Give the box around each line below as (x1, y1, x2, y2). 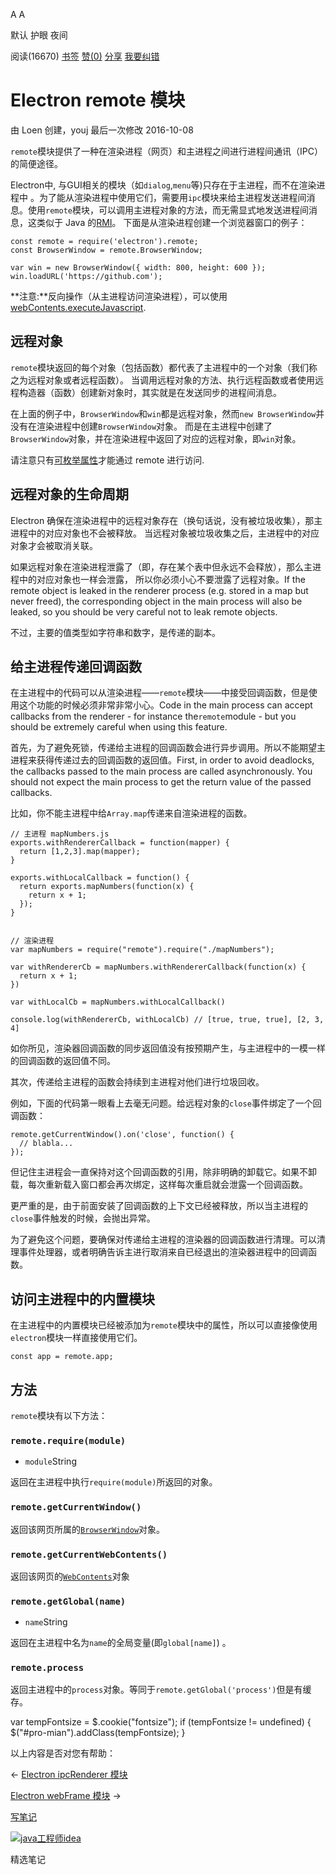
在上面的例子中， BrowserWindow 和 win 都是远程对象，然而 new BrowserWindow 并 (10, 407, 325, 419)
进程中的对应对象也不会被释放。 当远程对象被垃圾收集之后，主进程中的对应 (10, 527, 320, 539)
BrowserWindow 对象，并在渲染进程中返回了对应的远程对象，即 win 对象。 (10, 432, 302, 444)
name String (24, 1616, 68, 1628)
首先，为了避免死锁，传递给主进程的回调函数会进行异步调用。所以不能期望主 (10, 742, 326, 754)
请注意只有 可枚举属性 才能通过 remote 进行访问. (10, 454, 205, 466)
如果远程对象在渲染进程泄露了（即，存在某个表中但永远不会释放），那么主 (10, 560, 313, 573)
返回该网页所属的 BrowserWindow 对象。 (10, 1523, 166, 1535)
